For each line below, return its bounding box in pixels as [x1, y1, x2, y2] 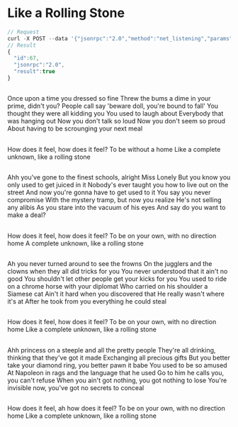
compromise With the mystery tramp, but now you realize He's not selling [7, 196, 222, 204]
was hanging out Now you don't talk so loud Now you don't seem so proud [7, 117, 225, 126]
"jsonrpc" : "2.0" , [13, 62, 65, 69]
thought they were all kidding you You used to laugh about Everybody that [7, 109, 224, 118]
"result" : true [13, 68, 55, 75]
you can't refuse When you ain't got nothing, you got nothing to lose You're [7, 376, 227, 384]
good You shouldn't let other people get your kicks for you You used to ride [7, 274, 227, 283]
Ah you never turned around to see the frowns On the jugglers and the [7, 259, 212, 267]
